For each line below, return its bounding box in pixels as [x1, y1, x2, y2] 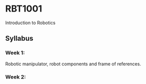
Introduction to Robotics [5, 20, 56, 26]
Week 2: [5, 73, 26, 80]
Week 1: [5, 49, 25, 56]
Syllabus [5, 34, 34, 43]
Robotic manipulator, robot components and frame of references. [5, 61, 141, 67]
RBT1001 [5, 3, 42, 15]
